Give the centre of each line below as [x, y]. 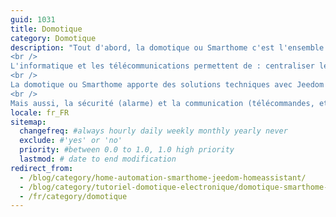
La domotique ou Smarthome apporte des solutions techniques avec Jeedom [167, 85]
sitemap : [28, 122]
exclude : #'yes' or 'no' [71, 141]
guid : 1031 [33, 19]
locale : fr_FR [40, 112]
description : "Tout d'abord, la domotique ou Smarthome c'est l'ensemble [167, 47]
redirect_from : [42, 168]
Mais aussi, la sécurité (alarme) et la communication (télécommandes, [162, 103]
